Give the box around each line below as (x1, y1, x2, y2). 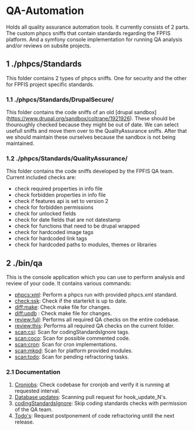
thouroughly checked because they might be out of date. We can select (6, 121, 179, 128)
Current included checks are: (6, 174, 77, 181)
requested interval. (14, 387, 60, 394)
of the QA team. (14, 406, 53, 413)
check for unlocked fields (14, 210, 76, 217)
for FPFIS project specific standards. (6, 81, 95, 88)
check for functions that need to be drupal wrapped (14, 222, 140, 229)
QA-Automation (6, 4, 84, 18)
